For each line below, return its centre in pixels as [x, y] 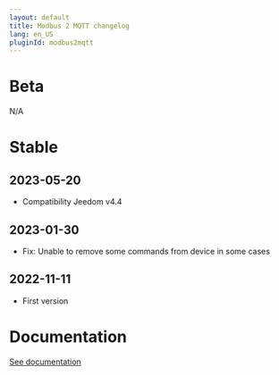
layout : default [39, 17]
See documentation [46, 362]
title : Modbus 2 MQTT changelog [69, 26]
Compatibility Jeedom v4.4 [72, 202]
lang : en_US [31, 34]
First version [45, 301]
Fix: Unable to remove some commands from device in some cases [146, 251]
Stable [34, 147]
